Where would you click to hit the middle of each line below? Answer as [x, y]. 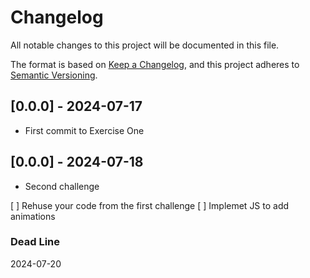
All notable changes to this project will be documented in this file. [145, 45]
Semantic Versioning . [54, 75]
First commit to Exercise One [84, 130]
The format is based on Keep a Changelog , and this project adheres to [155, 64]
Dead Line [35, 242]
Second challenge [62, 186]
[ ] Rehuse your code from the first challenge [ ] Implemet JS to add [150, 205]
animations [33, 216]
